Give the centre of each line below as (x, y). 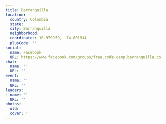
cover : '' (20, 114)
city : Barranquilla (30, 29)
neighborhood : (24, 33)
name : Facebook (26, 52)
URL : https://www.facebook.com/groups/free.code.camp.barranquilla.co (86, 57)
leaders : (14, 90)
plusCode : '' (23, 43)
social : (13, 48)
